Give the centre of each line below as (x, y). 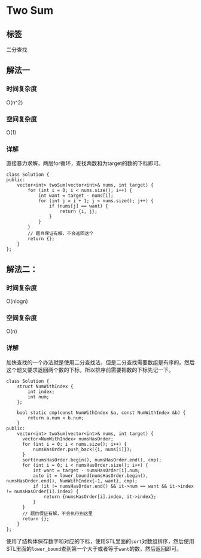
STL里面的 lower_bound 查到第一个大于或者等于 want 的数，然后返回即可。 (94, 548)
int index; (41, 391)
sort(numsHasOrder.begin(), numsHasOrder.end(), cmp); (92, 460)
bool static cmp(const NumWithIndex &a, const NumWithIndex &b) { (101, 412)
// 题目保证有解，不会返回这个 (61, 234)
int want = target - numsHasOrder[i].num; (86, 470)
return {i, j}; (78, 211)
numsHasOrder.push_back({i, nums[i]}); (83, 449)
